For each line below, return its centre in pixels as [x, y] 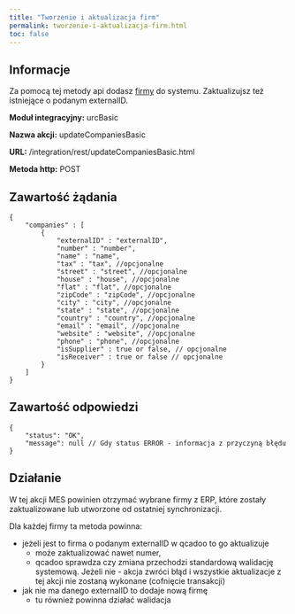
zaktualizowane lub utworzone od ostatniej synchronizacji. [116, 509]
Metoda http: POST [45, 169]
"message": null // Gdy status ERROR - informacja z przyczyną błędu [156, 443]
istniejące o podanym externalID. [69, 101]
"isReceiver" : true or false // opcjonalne [140, 357]
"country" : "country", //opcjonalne [126, 318]
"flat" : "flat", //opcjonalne [114, 287]
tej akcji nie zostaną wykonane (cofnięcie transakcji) [130, 580]
